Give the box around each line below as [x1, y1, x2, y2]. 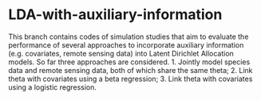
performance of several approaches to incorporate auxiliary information [8, 40, 244, 49]
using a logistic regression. [8, 82, 97, 92]
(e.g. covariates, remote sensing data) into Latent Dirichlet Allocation [8, 48, 234, 58]
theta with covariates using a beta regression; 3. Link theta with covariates [8, 74, 253, 83]
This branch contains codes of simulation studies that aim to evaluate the [8, 32, 249, 41]
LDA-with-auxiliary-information [8, 6, 223, 24]
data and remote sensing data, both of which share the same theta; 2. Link [8, 65, 253, 75]
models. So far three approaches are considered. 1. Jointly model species [8, 57, 251, 67]
